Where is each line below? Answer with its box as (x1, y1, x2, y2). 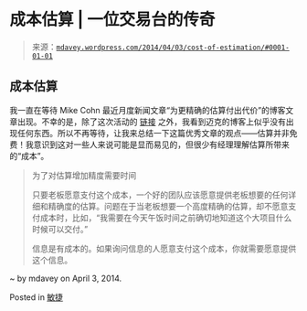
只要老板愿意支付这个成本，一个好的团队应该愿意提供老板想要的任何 (31, 189, 289, 200)
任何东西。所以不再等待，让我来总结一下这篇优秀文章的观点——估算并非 (16, 127, 290, 138)
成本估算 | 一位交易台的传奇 (9, 9, 216, 30)
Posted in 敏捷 (9, 291, 64, 303)
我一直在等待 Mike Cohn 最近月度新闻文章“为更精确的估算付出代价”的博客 (9, 104, 286, 115)
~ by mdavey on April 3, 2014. (9, 273, 122, 284)
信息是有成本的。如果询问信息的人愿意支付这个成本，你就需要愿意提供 (31, 242, 297, 253)
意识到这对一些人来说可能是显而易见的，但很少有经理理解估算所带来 (33, 139, 290, 150)
